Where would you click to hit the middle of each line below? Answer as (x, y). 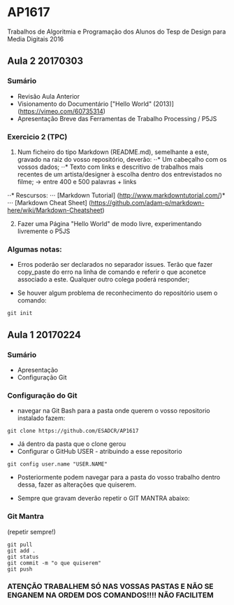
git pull (20, 544)
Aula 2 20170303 (45, 61)
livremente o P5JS (44, 231)
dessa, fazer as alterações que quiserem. (77, 485)
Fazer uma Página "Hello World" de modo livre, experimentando (109, 223)
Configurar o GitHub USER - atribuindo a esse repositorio (100, 452)
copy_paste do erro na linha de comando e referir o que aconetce (111, 272)
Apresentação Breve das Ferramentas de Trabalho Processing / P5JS (117, 118)
